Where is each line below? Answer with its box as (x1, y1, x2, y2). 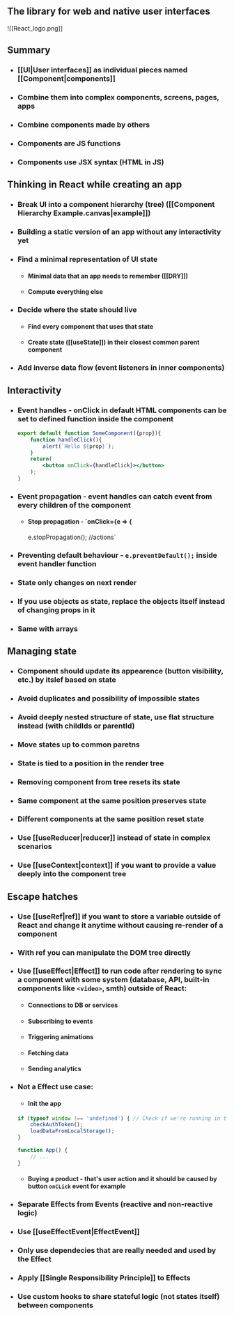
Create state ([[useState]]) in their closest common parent (27, 338, 200, 347)
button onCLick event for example (27, 1182, 126, 1190)
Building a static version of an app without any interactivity (17, 227, 221, 237)
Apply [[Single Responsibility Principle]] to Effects (17, 1272, 191, 1282)
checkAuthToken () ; (30, 1121, 84, 1128)
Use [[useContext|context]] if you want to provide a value (17, 860, 217, 870)
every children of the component (17, 500, 131, 510)
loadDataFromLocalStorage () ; (30, 1128, 115, 1135)
